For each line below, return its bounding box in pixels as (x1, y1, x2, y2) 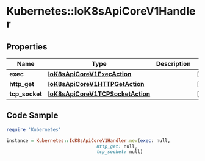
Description (156, 60, 191, 68)
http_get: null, (96, 143, 138, 149)
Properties (6, 41, 48, 52)
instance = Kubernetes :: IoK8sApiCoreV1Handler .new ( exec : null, (6, 137, 171, 144)
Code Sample (6, 110, 59, 121)
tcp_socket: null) (96, 149, 143, 155)
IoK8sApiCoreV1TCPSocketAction (48, 90, 151, 98)
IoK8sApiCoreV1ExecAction (48, 70, 132, 78)
